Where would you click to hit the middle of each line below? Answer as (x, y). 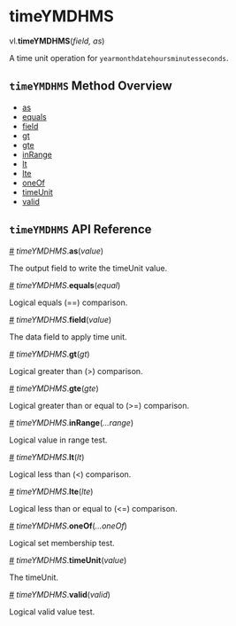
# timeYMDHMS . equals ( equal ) (65, 285)
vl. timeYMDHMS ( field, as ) (57, 41)
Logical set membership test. (62, 543)
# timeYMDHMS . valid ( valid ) (60, 594)
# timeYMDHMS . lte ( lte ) (51, 491)
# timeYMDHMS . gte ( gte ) (54, 388)
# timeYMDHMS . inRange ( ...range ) (72, 422)
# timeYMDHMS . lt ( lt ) (47, 457)
